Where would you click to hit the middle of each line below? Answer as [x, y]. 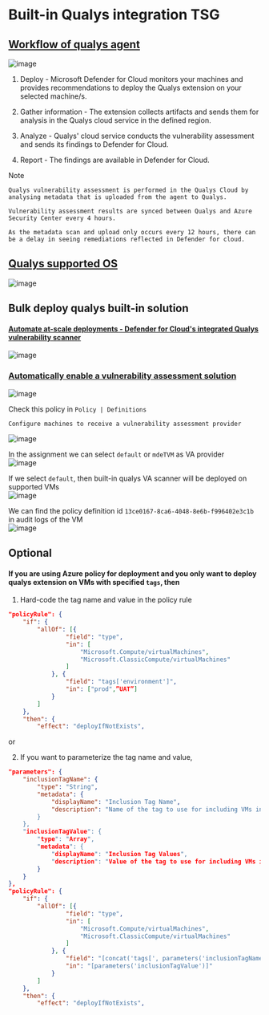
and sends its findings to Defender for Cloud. [94, 144]
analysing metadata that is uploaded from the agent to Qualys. [118, 197]
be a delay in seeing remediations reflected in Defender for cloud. [127, 239]
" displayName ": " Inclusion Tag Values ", [119, 854]
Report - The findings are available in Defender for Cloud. [114, 160]
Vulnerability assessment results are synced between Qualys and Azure [130, 211]
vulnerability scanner [45, 337]
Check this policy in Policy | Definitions [77, 409]
